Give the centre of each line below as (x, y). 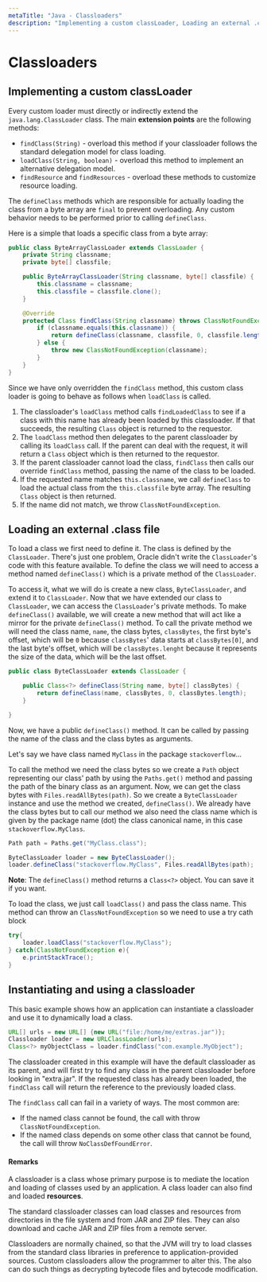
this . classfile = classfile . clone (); (99, 291)
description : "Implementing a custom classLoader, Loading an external (129, 23)
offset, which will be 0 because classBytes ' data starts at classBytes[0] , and (133, 640)
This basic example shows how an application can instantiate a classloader (131, 1009)
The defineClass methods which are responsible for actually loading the (126, 200)
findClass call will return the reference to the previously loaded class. (122, 1087)
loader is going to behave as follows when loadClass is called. (110, 396)
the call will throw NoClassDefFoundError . (86, 1144)
